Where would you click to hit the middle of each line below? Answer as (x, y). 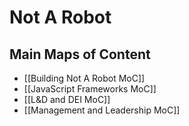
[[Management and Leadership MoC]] (102, 110)
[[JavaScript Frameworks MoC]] (90, 89)
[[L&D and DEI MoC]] (67, 99)
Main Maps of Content (80, 54)
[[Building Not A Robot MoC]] (84, 78)
